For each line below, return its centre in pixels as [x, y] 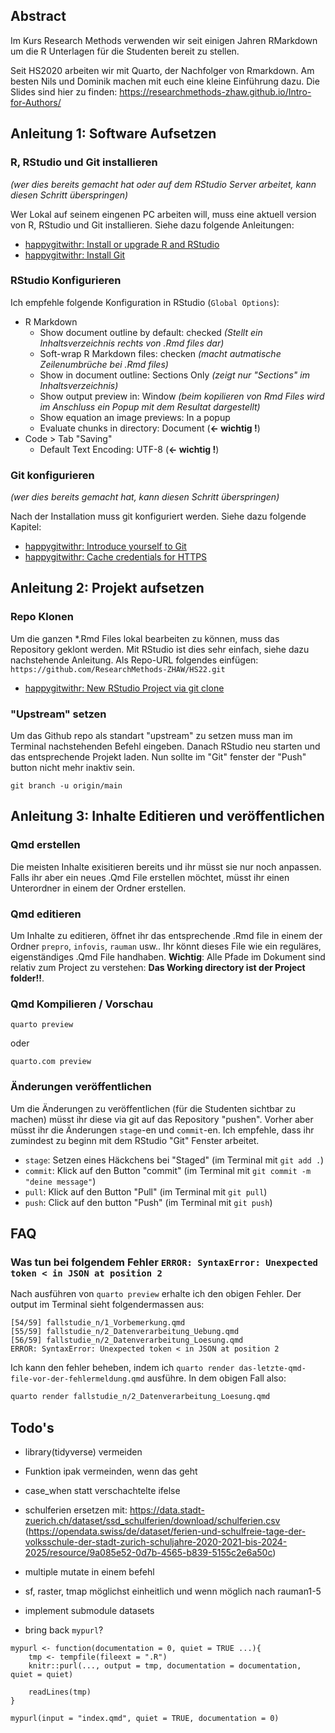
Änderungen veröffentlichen [81, 1087]
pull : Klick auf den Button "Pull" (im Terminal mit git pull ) [146, 1191]
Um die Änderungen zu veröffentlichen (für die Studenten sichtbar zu [153, 1108]
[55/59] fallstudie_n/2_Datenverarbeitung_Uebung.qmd [125, 1332]
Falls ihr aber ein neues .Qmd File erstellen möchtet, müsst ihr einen [150, 877]
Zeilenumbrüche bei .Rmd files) [104, 364]
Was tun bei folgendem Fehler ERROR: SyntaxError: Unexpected [164, 1262]
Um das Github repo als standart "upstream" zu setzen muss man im [151, 736]
